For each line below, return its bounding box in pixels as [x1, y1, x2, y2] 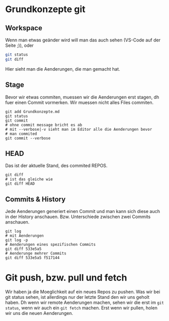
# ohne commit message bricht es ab [5, 122, 82, 127]
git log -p [5, 238, 28, 243]
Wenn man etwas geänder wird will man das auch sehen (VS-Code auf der [5, 37, 160, 43]
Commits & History [5, 195, 66, 203]
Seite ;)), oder [5, 42, 34, 48]
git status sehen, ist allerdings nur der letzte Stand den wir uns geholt [5, 294, 150, 300]
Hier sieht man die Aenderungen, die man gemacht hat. [5, 66, 120, 72]
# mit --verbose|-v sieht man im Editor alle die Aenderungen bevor [5, 127, 152, 132]
